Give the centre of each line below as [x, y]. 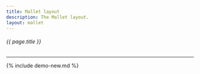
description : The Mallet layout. [48, 17]
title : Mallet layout [33, 12]
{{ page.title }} [24, 41]
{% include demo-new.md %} [43, 65]
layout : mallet [25, 22]
